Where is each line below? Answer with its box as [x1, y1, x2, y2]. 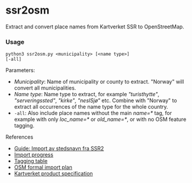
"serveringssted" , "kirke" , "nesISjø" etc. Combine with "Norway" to [14, 97, 177, 104]
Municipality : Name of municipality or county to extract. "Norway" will [14, 78, 184, 86]
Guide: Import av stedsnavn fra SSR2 [14, 145, 104, 152]
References [5, 133, 34, 140]
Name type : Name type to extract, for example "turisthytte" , [14, 91, 160, 98]
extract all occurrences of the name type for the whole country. [14, 103, 168, 110]
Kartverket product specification [14, 170, 93, 177]
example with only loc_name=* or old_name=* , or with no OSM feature [14, 116, 187, 123]
